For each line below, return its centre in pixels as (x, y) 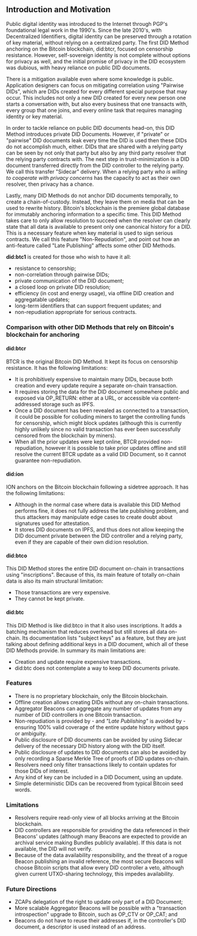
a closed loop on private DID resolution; (62, 287)
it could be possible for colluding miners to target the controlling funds (100, 416)
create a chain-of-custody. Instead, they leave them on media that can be (95, 202)
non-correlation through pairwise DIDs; (62, 274)
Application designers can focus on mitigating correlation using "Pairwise (95, 85)
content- (170, 398)
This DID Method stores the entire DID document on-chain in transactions (95, 569)
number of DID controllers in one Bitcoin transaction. (78, 714)
